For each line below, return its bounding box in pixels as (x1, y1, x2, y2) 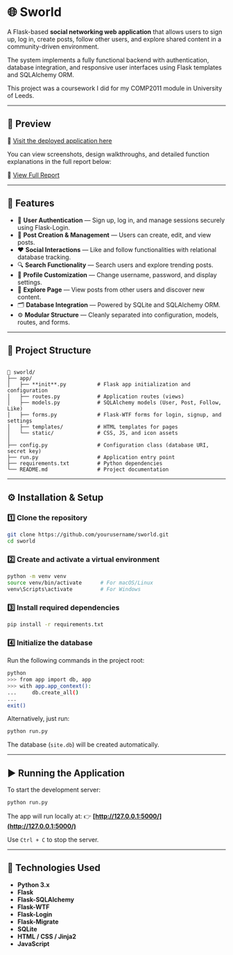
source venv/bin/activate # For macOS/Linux (7, 579, 154, 586)
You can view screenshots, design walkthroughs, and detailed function (7, 150, 209, 158)
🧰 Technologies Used (7, 862, 101, 874)
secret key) (7, 448, 42, 455)
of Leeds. (7, 91, 35, 99)
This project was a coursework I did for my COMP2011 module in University (7, 84, 223, 92)
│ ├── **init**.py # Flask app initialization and (7, 381, 191, 388)
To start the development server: (7, 786, 101, 794)
